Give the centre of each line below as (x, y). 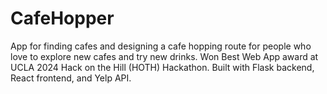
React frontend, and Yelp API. (71, 78)
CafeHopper (62, 18)
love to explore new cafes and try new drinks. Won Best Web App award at (164, 56)
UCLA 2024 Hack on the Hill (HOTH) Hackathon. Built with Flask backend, (162, 67)
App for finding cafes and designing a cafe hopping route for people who (161, 46)
